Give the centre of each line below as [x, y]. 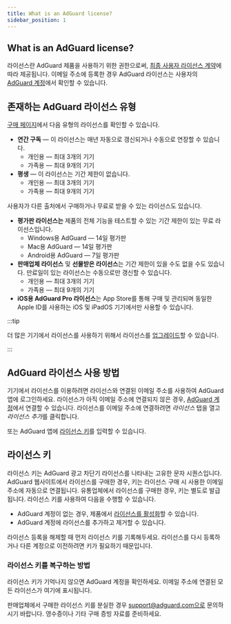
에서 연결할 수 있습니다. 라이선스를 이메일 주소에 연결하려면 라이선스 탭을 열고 [117, 407]
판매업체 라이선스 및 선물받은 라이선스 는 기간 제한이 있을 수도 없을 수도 [112, 264]
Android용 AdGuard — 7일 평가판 [73, 255]
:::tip [13, 321]
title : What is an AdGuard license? [60, 13]
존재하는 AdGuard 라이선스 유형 [72, 107]
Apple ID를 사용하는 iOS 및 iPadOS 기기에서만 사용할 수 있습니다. [105, 307]
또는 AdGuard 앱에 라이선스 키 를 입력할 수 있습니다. [77, 431]
